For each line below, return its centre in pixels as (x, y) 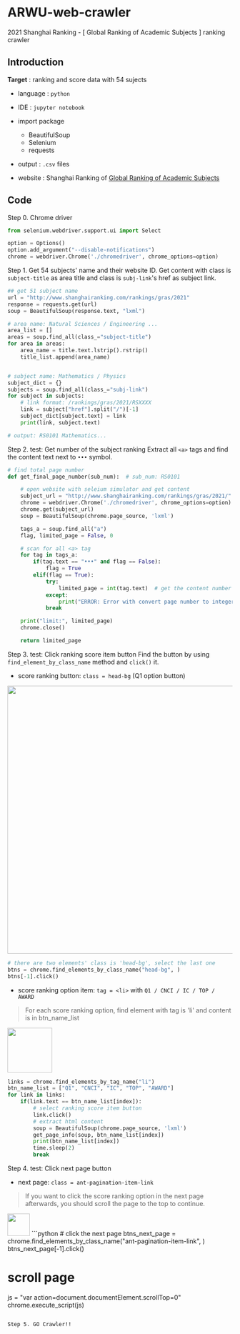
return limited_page (51, 641)
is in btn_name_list (52, 1017)
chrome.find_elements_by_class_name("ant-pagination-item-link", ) (106, 1241)
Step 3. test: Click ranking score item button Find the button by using (109, 654)
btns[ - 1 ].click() (33, 976)
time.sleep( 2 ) (54, 1148)
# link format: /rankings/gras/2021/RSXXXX (86, 403)
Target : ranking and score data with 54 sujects (77, 79)
